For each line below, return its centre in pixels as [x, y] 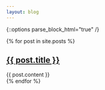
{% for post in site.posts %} [41, 41]
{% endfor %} [24, 81]
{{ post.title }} [33, 61]
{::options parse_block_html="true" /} [53, 29]
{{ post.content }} [28, 75]
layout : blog [23, 12]
